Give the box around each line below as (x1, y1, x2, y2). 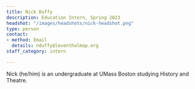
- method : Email (6, 37, 47, 43)
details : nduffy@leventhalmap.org (12, 43, 99, 49)
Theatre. (6, 76, 28, 84)
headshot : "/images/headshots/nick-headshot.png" (6, 20, 134, 26)
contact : (6, 31, 28, 38)
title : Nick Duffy (6, 8, 53, 15)
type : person (6, 25, 39, 32)
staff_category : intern (6, 48, 67, 54)
